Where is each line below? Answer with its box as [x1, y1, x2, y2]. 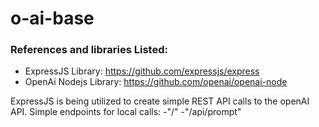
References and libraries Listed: [10, 43, 168, 57]
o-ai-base [10, 7, 95, 30]
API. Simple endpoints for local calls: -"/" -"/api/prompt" [10, 106, 242, 118]
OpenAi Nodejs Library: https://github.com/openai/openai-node [24, 76, 288, 88]
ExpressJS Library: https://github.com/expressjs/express [24, 65, 260, 77]
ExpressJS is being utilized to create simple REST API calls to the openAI [10, 95, 310, 107]
